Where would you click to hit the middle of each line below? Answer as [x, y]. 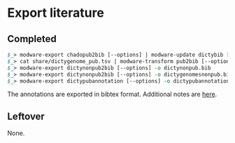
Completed [32, 39]
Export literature [56, 13]
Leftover [26, 116]
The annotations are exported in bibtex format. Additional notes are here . [112, 94]
